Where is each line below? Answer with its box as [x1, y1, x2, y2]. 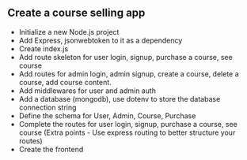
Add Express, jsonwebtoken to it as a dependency [18, 35, 183, 45]
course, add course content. [18, 77, 112, 87]
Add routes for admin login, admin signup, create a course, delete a [18, 69, 239, 78]
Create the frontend [18, 144, 84, 154]
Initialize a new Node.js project [18, 27, 120, 36]
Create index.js [18, 43, 69, 54]
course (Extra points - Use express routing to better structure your [18, 128, 236, 137]
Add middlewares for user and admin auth [18, 86, 156, 95]
